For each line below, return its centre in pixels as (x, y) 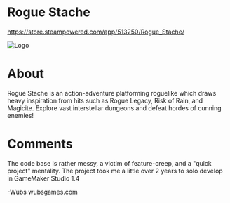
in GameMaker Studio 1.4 (43, 178)
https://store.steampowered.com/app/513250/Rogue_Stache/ (96, 32)
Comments (40, 144)
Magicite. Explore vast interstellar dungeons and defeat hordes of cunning (114, 108)
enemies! (20, 115)
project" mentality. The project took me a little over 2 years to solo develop (115, 171)
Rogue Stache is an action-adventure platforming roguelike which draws (112, 93)
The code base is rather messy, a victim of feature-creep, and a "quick (109, 163)
